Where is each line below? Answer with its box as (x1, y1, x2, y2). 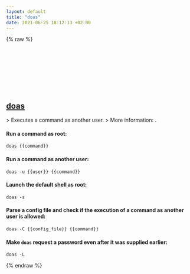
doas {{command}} (6, 143, 49, 149)
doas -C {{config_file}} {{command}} (6, 226, 99, 232)
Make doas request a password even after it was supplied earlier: (6, 239, 168, 246)
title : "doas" (6, 14, 41, 20)
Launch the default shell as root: (6, 181, 87, 188)
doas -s (6, 194, 25, 200)
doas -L (6, 252, 25, 257)
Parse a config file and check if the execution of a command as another (6, 207, 184, 214)
